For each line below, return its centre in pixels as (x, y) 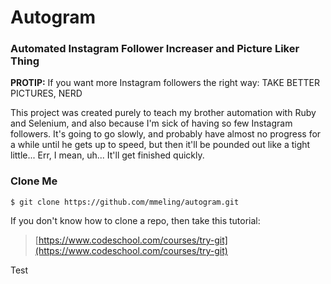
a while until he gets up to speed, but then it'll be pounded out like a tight (160, 145)
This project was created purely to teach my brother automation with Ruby (163, 113)
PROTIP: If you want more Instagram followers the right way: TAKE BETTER (165, 83)
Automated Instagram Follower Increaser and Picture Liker (155, 49)
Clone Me (34, 181)
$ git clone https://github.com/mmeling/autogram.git (125, 202)
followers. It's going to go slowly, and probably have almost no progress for (166, 134)
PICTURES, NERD (46, 93)
